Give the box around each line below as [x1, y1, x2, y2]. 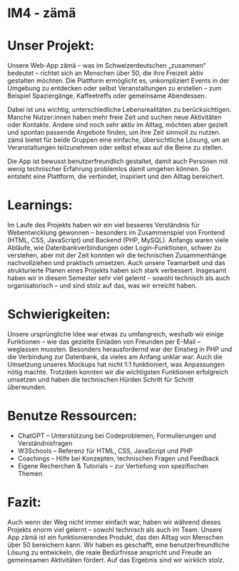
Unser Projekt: [7, 38, 95, 54]
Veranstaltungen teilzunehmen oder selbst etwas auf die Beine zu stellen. [7, 143, 223, 152]
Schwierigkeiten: [7, 307, 111, 322]
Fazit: [7, 494, 41, 510]
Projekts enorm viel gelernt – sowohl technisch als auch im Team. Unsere [7, 525, 223, 534]
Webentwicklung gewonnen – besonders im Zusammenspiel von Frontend [7, 228, 225, 237]
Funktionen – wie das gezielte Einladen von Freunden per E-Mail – [7, 337, 201, 346]
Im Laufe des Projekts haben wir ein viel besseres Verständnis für [7, 221, 200, 230]
